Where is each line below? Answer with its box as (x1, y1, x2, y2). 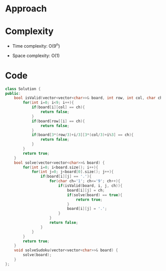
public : (5, 91, 21, 96)
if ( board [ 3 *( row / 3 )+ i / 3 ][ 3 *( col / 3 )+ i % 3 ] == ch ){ (31, 133, 134, 137)
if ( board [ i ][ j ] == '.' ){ (40, 174, 92, 179)
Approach (5, 3, 47, 14)
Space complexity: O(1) (12, 53, 60, 59)
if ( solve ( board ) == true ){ (67, 192, 123, 198)
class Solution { (5, 86, 41, 91)
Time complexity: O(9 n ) (12, 42, 60, 49)
